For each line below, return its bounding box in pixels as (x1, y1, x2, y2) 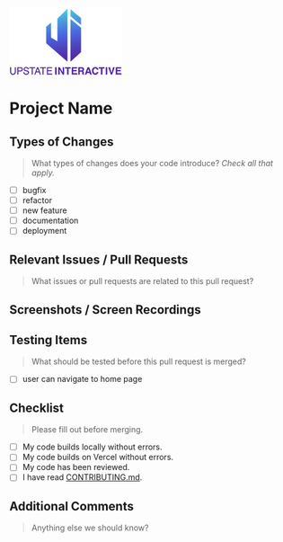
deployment (22, 226, 67, 236)
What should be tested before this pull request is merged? (31, 356, 247, 367)
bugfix (22, 185, 47, 195)
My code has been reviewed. (22, 462, 130, 473)
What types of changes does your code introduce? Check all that (31, 158, 274, 168)
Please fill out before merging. (31, 424, 144, 435)
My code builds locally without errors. (22, 441, 164, 452)
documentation (22, 215, 79, 227)
